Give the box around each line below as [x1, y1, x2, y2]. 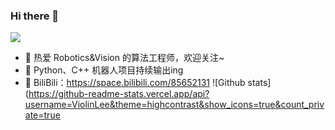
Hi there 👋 [10, 9, 60, 23]
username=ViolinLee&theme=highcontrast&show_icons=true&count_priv [24, 99, 325, 111]
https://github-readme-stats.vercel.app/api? [28, 88, 210, 100]
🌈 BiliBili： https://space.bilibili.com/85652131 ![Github [24, 77, 246, 89]
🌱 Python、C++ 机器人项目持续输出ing [24, 64, 184, 76]
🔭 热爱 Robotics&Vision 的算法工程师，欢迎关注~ [24, 52, 225, 64]
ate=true [24, 109, 61, 121]
